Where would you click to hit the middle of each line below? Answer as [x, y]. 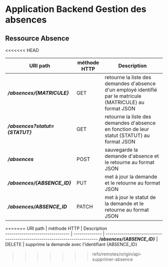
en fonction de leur [127, 129]
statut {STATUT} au [127, 135]
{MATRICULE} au [125, 102]
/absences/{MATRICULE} [38, 93]
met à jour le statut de [130, 197]
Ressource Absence [37, 38]
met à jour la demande [131, 177]
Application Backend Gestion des [76, 9]
